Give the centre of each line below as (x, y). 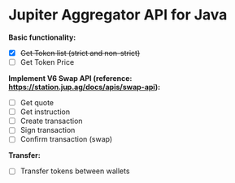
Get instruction (45, 112)
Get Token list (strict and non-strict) (80, 53)
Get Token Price (47, 62)
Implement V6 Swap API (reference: (70, 79)
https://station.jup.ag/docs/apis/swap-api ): (85, 87)
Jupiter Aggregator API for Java (118, 15)
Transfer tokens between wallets (75, 171)
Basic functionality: (42, 37)
